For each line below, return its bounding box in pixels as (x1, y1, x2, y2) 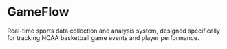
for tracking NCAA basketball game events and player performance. (7, 33, 199, 42)
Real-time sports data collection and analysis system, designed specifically (7, 27, 220, 35)
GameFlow (7, 4, 70, 20)
